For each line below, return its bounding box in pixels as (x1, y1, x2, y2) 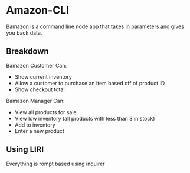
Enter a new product (14, 127, 65, 134)
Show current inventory (14, 73, 73, 80)
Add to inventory (14, 121, 55, 128)
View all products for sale (14, 108, 77, 115)
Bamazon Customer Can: (6, 62, 67, 69)
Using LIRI (6, 145, 44, 155)
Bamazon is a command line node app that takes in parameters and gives (6, 23, 185, 30)
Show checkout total (14, 86, 65, 93)
